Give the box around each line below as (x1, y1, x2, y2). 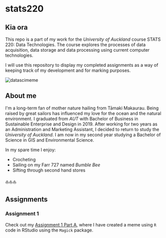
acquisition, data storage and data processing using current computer (5, 47, 150, 53)
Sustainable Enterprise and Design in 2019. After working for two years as (5, 121, 158, 127)
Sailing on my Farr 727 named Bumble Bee (12, 162, 100, 168)
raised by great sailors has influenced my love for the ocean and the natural (5, 110, 161, 116)
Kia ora (5, 23, 28, 32)
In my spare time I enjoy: (5, 147, 56, 153)
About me (5, 91, 37, 100)
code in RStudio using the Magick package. (5, 227, 94, 233)
